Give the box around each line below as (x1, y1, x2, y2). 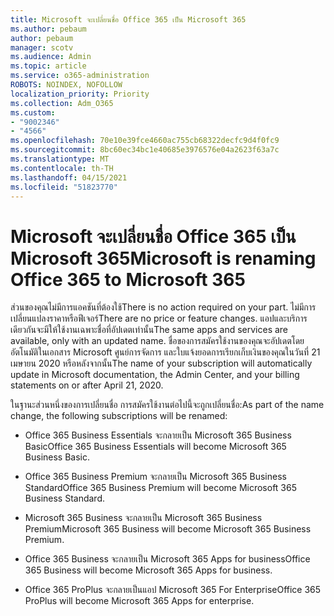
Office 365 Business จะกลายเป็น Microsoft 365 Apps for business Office (24, 553, 311, 565)
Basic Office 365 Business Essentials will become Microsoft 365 (24, 441, 287, 453)
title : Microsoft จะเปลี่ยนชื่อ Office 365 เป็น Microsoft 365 (10, 14, 247, 25)
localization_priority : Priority (10, 89, 150, 99)
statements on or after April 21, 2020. (10, 379, 164, 391)
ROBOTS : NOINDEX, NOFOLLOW (10, 80, 123, 90)
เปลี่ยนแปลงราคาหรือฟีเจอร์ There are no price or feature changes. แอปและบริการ (10, 312, 308, 325)
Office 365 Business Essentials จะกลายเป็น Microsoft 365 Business (24, 429, 292, 441)
